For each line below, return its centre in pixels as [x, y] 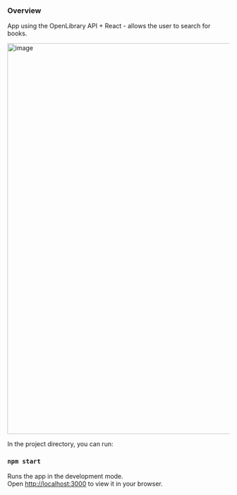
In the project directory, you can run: [60, 444]
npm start [24, 461]
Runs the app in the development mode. [65, 476]
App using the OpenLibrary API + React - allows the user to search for [109, 26]
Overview [24, 11]
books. [17, 33]
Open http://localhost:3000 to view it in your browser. [85, 484]
